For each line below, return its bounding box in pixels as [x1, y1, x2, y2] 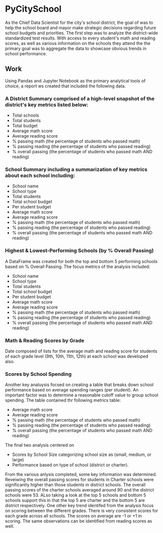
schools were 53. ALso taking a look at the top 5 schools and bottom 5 [5, 492, 146, 498]
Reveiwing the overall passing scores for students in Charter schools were [5, 477, 154, 483]
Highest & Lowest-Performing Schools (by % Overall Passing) [5, 247, 154, 254]
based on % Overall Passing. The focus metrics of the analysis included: [5, 264, 150, 269]
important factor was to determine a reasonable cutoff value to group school [5, 392, 159, 398]
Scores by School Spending [5, 370, 72, 377]
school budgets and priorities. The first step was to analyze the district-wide [5, 30, 158, 36]
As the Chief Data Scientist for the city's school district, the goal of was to [5, 20, 153, 25]
